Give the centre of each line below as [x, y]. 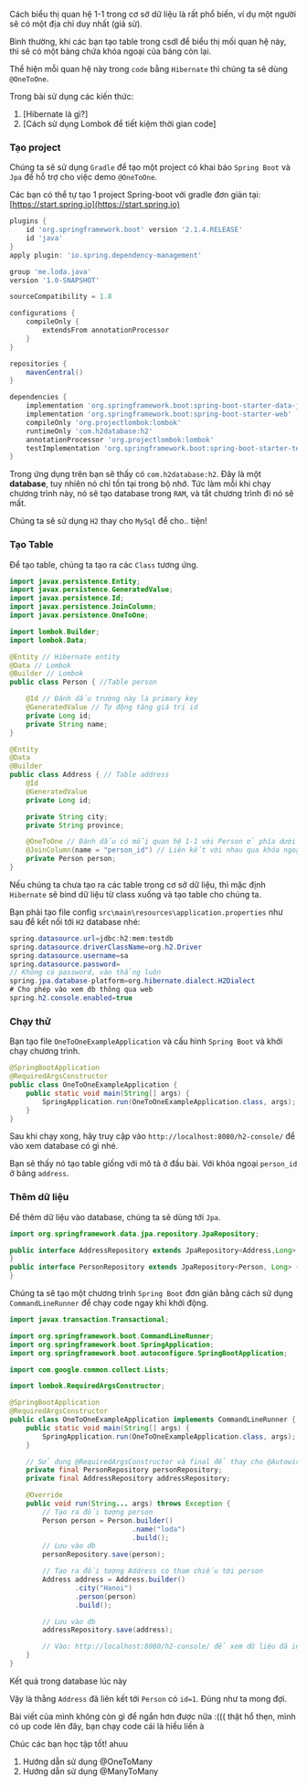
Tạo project [35, 147]
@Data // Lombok [40, 665]
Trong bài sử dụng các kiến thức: [72, 96]
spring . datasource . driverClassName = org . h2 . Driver [106, 947]
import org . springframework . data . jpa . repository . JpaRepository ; [134, 1234]
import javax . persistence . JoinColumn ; [83, 607]
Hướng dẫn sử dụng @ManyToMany [90, 1771]
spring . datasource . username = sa [69, 955]
